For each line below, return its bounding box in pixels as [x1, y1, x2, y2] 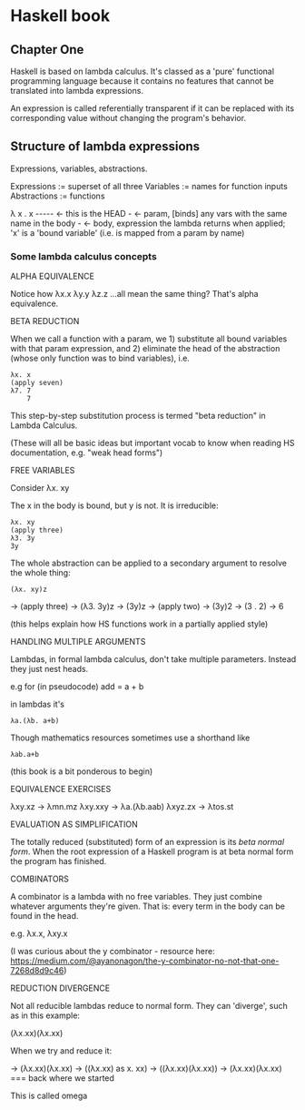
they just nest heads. [10, 664, 89, 675]
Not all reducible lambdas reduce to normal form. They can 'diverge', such [10, 1001, 289, 1012]
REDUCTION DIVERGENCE [10, 983, 111, 993]
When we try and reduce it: [10, 1045, 113, 1056]
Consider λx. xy [10, 483, 70, 494]
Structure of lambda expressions [10, 138, 201, 155]
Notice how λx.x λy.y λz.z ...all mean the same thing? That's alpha [10, 289, 259, 300]
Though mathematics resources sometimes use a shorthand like [10, 732, 251, 743]
